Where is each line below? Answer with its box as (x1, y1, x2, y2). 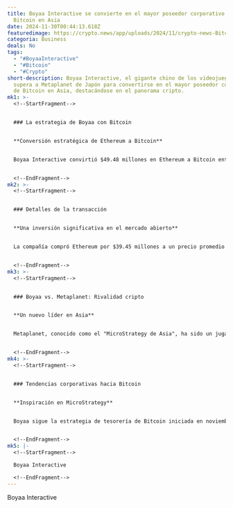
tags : (7, 49, 23, 56)
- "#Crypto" (13, 68, 49, 75)
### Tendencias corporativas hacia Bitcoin (13, 380, 141, 387)
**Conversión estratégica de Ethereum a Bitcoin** (13, 137, 163, 144)
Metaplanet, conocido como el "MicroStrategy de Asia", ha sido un (13, 331, 213, 338)
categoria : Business (7, 36, 67, 43)
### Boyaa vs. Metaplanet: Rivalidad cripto (13, 293, 144, 300)
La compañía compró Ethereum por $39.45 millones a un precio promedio (13, 243, 225, 250)
